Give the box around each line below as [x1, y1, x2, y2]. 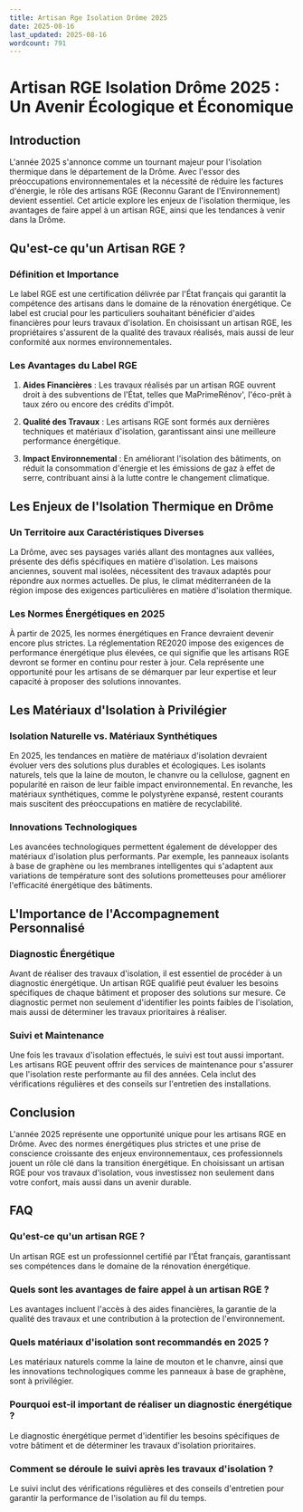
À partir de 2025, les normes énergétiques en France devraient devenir [9, 628, 274, 639]
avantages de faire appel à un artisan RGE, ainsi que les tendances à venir [9, 205, 286, 215]
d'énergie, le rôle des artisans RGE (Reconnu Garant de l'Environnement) [9, 186, 280, 196]
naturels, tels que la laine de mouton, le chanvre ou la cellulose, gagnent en [9, 769, 290, 780]
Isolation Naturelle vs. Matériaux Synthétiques [9, 730, 218, 742]
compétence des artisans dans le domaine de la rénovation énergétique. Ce [9, 298, 292, 309]
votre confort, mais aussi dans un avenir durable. [9, 1177, 192, 1187]
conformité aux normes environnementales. [9, 336, 172, 347]
